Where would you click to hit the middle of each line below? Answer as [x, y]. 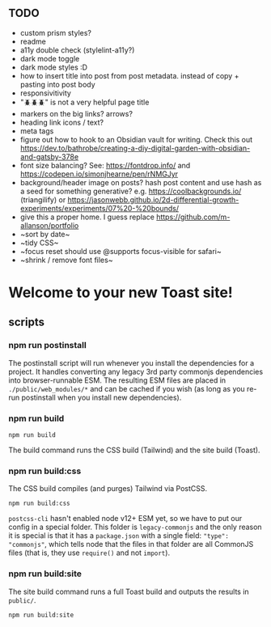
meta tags [37, 131]
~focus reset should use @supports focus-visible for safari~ [121, 251]
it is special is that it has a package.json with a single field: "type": [119, 536]
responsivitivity [45, 93]
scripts [26, 322]
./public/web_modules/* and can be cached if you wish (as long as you [127, 388]
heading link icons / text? [61, 122]
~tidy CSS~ [39, 243]
